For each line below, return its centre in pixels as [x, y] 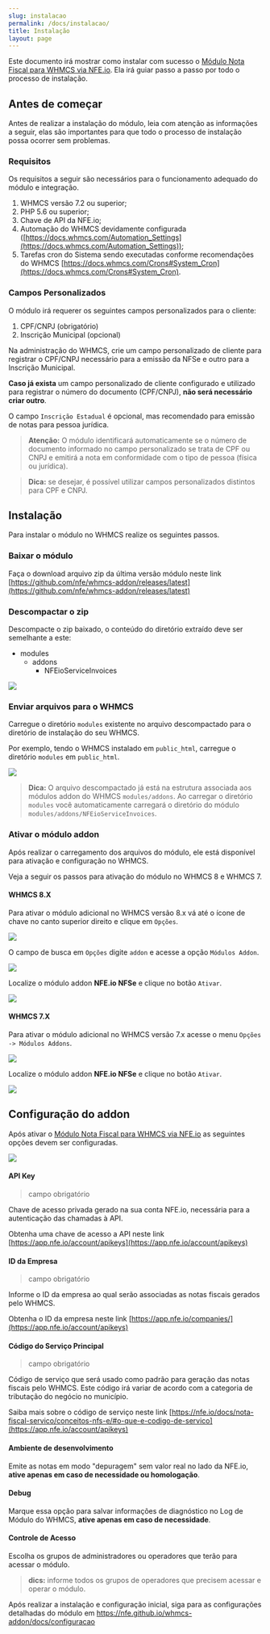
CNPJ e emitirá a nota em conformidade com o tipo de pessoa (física [143, 457]
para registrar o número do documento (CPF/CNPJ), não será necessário [130, 392]
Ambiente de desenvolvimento [61, 1448]
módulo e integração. [44, 187]
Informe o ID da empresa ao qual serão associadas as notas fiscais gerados [134, 1295]
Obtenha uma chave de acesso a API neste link [87, 1234]
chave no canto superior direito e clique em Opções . [93, 921]
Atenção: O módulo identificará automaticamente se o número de [137, 440]
